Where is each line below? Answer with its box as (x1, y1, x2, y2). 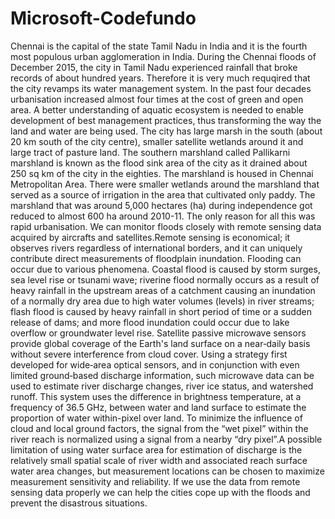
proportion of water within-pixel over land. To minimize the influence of (10, 412, 303, 424)
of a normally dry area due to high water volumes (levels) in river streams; (10, 295, 315, 307)
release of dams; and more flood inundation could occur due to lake (10, 316, 290, 328)
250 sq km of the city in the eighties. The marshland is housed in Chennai (10, 167, 314, 179)
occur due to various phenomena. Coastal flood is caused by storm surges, (10, 263, 321, 275)
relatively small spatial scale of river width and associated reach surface (10, 454, 308, 466)
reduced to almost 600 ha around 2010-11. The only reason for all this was (10, 210, 316, 222)
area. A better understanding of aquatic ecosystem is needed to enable (10, 103, 304, 116)
